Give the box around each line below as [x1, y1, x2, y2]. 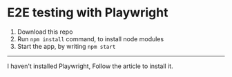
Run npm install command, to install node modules [17, 34, 164, 43]
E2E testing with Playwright [7, 5, 168, 21]
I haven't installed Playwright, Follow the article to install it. [7, 62, 174, 70]
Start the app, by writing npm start [17, 42, 116, 50]
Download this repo [17, 27, 73, 36]
